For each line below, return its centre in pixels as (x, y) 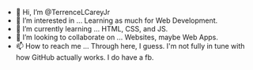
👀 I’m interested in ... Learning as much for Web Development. (117, 20)
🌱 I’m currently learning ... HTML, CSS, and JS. (92, 29)
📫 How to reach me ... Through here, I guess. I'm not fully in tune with (130, 46)
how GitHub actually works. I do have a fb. (85, 57)
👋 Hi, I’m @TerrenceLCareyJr (63, 12)
